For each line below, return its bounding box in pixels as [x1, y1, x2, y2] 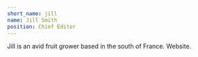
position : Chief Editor [7, 23, 76, 30]
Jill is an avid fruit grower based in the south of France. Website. [7, 42, 192, 51]
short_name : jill [7, 10, 58, 17]
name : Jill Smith [7, 17, 58, 24]
